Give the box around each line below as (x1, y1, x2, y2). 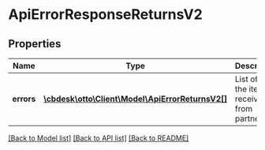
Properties (8, 37, 62, 51)
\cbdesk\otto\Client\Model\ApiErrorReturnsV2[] (43, 93, 228, 104)
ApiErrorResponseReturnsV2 (8, 6, 203, 24)
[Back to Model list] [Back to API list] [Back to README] (8, 133, 189, 143)
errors (12, 93, 36, 104)
